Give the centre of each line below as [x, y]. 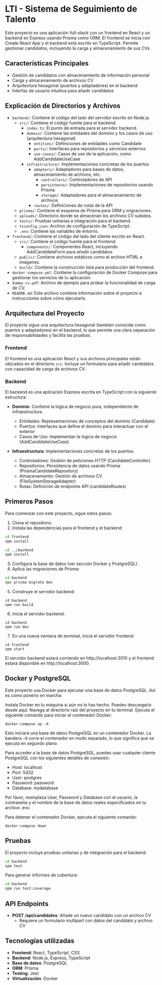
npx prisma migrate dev [29, 583]
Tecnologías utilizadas [40, 941]
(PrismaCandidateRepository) [49, 471]
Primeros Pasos [29, 502]
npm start [15, 649]
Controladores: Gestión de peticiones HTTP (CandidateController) [85, 460]
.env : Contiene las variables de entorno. [59, 231]
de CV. [19, 288]
